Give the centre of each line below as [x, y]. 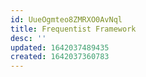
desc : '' [28, 38]
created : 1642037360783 [60, 57]
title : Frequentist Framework [73, 29]
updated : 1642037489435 [60, 47]
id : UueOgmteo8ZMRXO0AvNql [66, 19]
